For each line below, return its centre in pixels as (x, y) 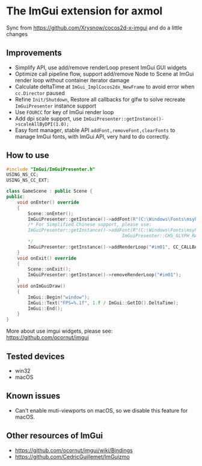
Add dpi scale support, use (48, 118)
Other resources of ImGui (55, 436)
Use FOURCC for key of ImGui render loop (64, 112)
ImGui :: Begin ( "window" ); (59, 297)
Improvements (34, 53)
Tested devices (35, 356)
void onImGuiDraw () (41, 286)
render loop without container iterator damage (72, 80)
